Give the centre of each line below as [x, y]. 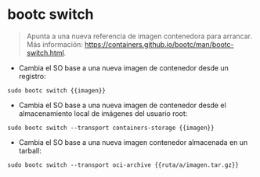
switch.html [45, 52]
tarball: [30, 150]
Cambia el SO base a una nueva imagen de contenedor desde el [122, 105]
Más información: [55, 44]
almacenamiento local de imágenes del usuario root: [103, 113]
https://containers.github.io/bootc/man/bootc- [159, 44]
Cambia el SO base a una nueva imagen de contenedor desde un [123, 67]
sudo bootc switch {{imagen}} [57, 90]
